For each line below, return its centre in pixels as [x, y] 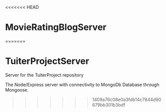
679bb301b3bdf [109, 105]
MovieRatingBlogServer [56, 27]
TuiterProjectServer [47, 61]
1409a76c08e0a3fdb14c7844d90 [127, 100]
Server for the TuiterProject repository [44, 75]
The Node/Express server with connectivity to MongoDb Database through [82, 85]
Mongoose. [17, 90]
